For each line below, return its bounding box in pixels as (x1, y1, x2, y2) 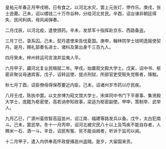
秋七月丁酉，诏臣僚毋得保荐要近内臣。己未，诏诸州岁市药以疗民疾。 (5, 82, 144, 88)
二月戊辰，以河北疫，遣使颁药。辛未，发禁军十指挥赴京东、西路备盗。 (5, 27, 148, 33)
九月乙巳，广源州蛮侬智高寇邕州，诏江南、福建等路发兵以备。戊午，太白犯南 (5, 116, 161, 121)
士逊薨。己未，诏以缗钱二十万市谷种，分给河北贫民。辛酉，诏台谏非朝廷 (5, 10, 152, 16)
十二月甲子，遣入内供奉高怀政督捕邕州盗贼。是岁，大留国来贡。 (5, 139, 135, 144)
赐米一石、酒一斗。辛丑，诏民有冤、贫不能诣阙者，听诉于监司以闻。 (5, 128, 144, 134)
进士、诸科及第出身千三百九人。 (48, 44, 114, 50)
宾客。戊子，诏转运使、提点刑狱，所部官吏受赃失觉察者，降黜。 (31, 72, 161, 77)
